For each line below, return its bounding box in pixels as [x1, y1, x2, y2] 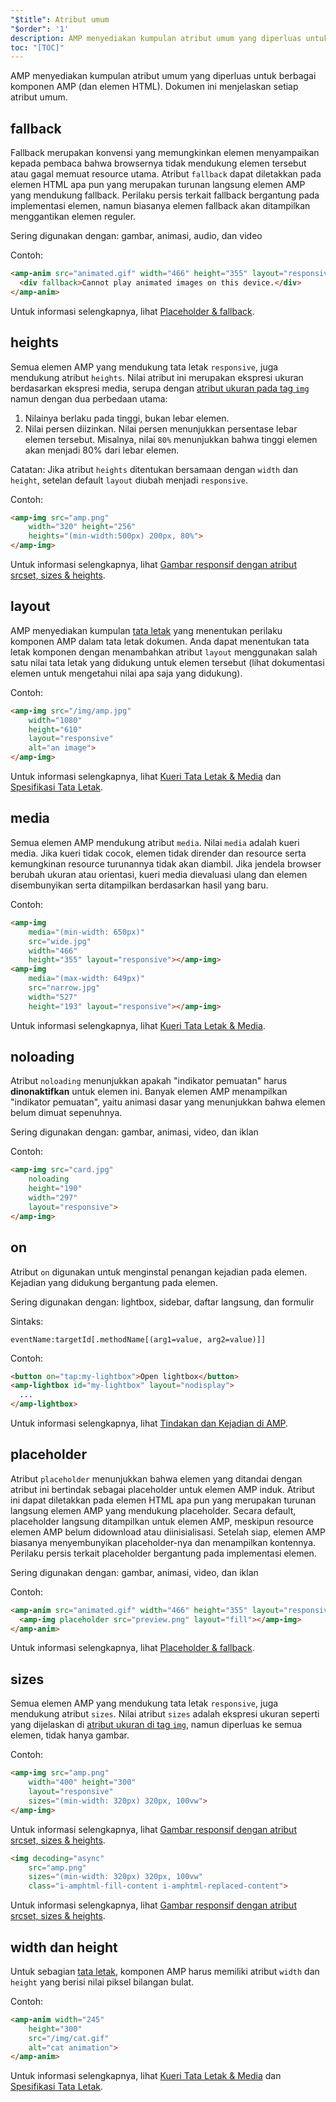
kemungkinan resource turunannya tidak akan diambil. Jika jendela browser [10, 857, 322, 870]
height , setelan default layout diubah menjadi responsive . [10, 474, 248, 486]
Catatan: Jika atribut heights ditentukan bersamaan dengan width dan [10, 463, 298, 475]
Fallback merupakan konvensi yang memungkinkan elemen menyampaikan [10, 147, 320, 159]
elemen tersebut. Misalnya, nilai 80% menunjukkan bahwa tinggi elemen [24, 433, 318, 445]
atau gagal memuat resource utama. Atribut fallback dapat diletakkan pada [10, 168, 322, 180]
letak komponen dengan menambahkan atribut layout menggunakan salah [10, 646, 318, 658]
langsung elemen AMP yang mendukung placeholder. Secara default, [10, 1504, 297, 1516]
